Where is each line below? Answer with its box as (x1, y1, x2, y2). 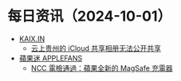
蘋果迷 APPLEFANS (18, 53, 83, 63)
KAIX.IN (18, 33, 45, 44)
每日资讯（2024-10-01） (7, 7, 172, 25)
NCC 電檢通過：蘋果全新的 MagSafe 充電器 (30, 63, 173, 72)
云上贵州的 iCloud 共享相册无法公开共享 (30, 43, 161, 52)
